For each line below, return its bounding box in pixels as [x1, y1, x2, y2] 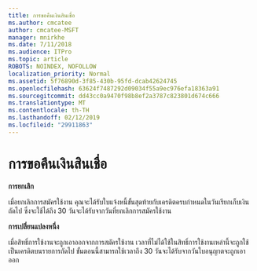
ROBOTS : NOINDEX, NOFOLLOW [8, 63, 97, 71]
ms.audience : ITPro [8, 48, 72, 56]
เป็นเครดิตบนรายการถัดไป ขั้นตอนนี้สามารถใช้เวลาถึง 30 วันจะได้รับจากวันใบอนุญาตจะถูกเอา [8, 246, 246, 255]
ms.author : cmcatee [8, 19, 72, 27]
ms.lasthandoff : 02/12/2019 [8, 114, 101, 122]
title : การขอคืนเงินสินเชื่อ [8, 11, 75, 20]
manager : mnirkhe [8, 33, 65, 42]
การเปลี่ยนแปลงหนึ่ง [8, 222, 60, 231]
